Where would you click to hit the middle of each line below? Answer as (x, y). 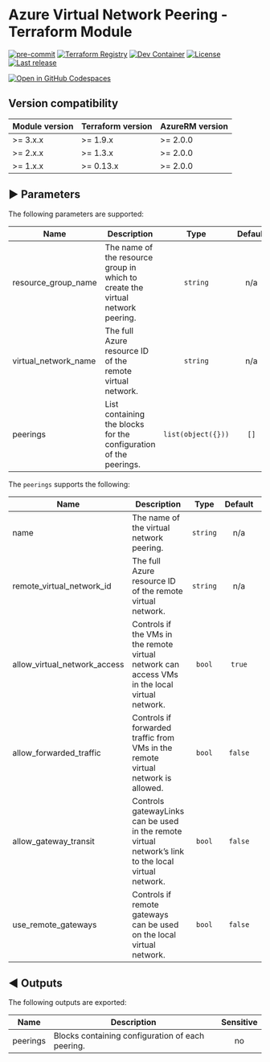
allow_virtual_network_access (68, 664)
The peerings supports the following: (69, 484)
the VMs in (152, 634)
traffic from (153, 737)
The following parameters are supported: (76, 214)
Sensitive (239, 1023)
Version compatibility (63, 103)
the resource (129, 257)
